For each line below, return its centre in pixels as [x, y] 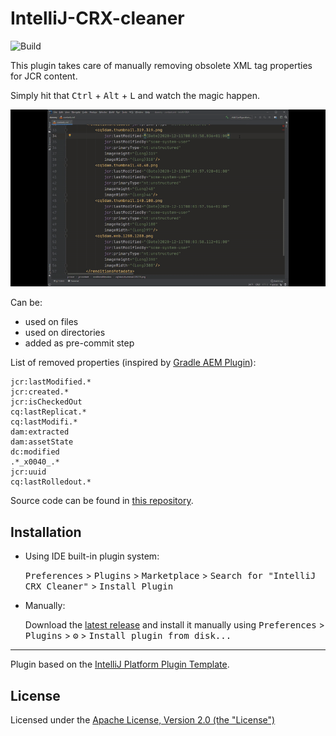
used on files [51, 322]
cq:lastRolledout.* [51, 482]
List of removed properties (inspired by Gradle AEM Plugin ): [133, 363]
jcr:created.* [40, 392]
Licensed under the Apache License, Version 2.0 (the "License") [143, 720]
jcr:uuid [28, 472]
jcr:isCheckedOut [46, 402]
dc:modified [35, 452]
